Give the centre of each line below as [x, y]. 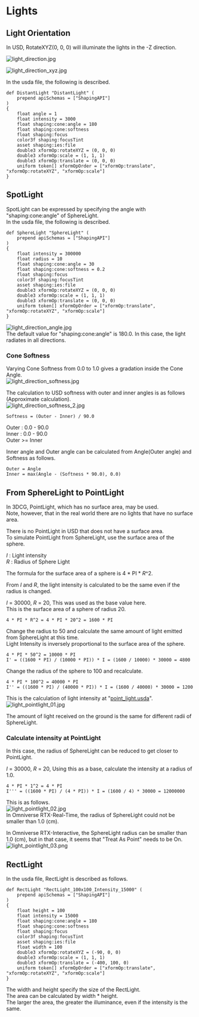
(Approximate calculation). [39, 399]
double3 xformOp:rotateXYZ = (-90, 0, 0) [69, 953]
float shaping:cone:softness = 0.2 [61, 269]
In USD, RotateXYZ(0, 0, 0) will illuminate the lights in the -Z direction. [91, 47]
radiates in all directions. [36, 340]
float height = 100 [41, 911]
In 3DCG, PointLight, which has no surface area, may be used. [83, 507]
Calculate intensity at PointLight [54, 738]
